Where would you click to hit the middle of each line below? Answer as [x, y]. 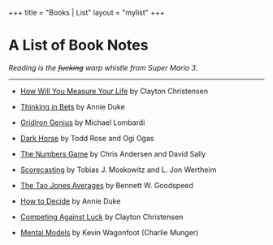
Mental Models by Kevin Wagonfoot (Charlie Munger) [109, 232]
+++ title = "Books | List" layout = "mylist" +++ [87, 13]
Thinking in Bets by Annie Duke [73, 106]
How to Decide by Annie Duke [70, 201]
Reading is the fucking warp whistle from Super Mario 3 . [103, 67]
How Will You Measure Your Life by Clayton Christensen [114, 91]
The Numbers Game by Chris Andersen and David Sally [113, 153]
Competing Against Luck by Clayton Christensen [102, 217]
